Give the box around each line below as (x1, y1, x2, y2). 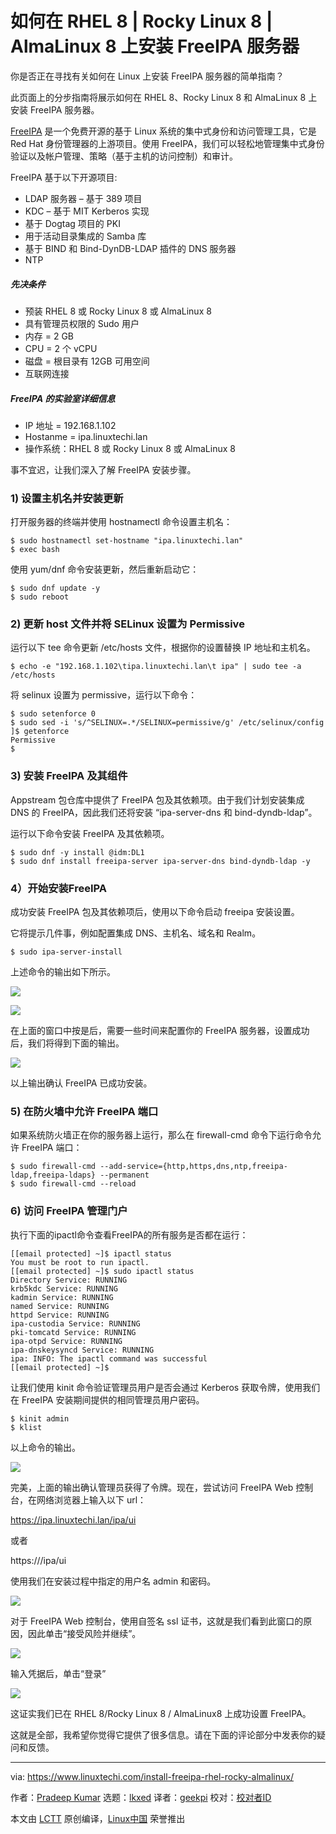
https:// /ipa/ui (10, 1554, 67, 1566)
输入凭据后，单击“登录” (10, 1667, 107, 1679)
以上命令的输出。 (10, 1441, 81, 1453)
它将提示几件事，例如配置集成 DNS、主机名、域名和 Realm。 (10, 927, 262, 939)
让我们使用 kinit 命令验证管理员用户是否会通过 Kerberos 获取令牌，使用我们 (10, 1381, 321, 1393)
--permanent (99, 1170, 150, 1181)
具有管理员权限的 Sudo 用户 (24, 317, 140, 329)
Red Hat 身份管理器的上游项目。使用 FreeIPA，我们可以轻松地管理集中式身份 (10, 137, 325, 149)
